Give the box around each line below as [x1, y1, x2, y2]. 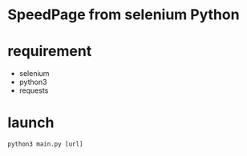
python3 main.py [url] [7, 140, 83, 149]
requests [18, 86, 49, 95]
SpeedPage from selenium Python [7, 6, 240, 24]
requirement [7, 42, 92, 61]
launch [7, 114, 55, 132]
